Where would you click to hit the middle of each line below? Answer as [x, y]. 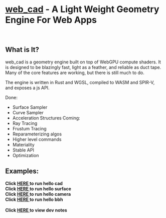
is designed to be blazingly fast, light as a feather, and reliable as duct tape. [83, 67]
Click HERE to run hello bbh [34, 199]
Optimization [26, 155]
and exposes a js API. [27, 88]
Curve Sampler [28, 112]
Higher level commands [37, 139]
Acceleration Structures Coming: [46, 118]
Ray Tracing [25, 123]
